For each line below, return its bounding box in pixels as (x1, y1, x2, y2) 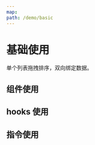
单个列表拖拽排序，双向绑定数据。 (6, 64, 93, 72)
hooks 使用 (6, 106, 49, 117)
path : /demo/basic (6, 15, 53, 21)
